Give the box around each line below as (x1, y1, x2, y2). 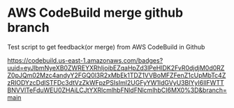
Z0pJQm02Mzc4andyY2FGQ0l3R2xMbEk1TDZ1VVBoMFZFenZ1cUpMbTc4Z (7, 71, 226, 79)
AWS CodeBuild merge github (7, 5, 184, 21)
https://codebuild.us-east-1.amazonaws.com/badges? (7, 56, 163, 64)
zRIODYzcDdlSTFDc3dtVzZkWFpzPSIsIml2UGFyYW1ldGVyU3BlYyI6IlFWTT (7, 78, 225, 86)
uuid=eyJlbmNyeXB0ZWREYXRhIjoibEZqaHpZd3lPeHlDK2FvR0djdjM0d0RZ (7, 63, 225, 72)
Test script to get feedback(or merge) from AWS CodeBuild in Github (7, 43, 205, 51)
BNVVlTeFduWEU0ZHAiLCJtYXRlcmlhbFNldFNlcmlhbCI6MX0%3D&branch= (7, 86, 227, 94)
